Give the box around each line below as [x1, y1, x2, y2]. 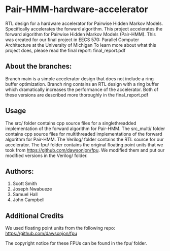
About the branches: [5, 62, 72, 71]
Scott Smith [12, 180, 37, 186]
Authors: [5, 167, 34, 176]
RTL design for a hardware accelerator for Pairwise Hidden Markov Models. [5, 20, 163, 26]
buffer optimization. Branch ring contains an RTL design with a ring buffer [5, 81, 159, 87]
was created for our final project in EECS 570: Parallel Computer [5, 37, 140, 43]
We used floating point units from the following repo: [5, 225, 115, 231]
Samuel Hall [12, 192, 38, 198]
